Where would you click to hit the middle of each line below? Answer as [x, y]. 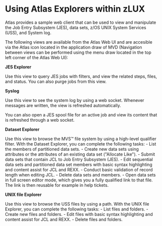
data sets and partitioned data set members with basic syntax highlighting [79, 164]
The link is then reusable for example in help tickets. [57, 185]
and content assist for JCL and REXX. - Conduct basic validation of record [79, 169]
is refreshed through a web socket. [40, 120]
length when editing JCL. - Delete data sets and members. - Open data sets [81, 175]
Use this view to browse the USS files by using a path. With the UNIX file [77, 204]
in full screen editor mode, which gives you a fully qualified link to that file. [79, 180]
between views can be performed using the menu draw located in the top [78, 52]
